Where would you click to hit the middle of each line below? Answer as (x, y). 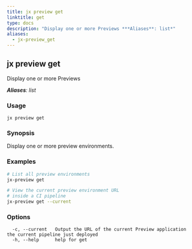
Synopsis (21, 133)
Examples (22, 161)
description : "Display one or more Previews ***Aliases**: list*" (91, 28)
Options (19, 217)
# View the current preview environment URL (63, 190)
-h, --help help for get (50, 240)
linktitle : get (26, 17)
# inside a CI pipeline (36, 196)
